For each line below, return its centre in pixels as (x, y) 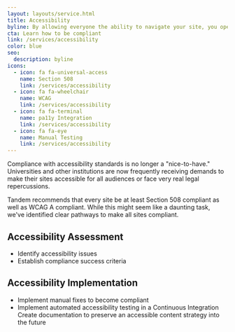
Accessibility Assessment (65, 236)
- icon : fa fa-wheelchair (51, 92)
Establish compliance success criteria (72, 261)
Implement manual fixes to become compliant (83, 300)
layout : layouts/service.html (51, 14)
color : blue (24, 46)
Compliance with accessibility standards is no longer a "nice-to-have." (109, 164)
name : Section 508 (47, 79)
